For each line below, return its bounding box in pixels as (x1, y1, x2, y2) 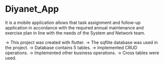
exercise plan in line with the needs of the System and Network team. (5, 30, 146, 36)
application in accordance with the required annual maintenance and (5, 24, 144, 30)
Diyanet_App (5, 3, 59, 15)
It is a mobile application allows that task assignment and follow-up (5, 20, 141, 25)
